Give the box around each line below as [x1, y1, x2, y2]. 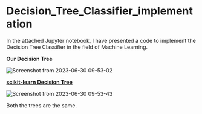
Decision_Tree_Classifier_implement [6, 4, 194, 18]
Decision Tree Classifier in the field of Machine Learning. [6, 43, 148, 51]
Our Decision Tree [6, 55, 53, 62]
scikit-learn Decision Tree [6, 78, 73, 86]
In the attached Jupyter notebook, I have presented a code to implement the [6, 37, 197, 44]
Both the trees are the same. [6, 101, 77, 109]
